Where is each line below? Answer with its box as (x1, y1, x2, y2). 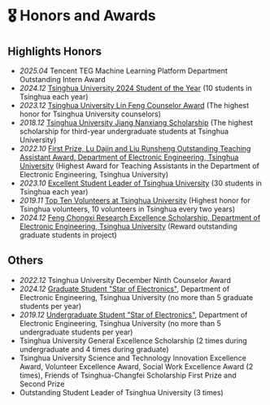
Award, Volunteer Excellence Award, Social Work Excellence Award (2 (19, 361, 254, 371)
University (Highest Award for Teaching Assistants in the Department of (19, 161, 259, 171)
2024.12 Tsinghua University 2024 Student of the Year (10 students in (19, 83, 253, 93)
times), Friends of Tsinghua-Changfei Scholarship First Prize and (19, 370, 237, 380)
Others (7, 254, 44, 268)
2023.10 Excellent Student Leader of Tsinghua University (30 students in (19, 178, 262, 188)
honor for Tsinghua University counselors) (19, 109, 162, 119)
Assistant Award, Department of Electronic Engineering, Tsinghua (19, 152, 239, 162)
